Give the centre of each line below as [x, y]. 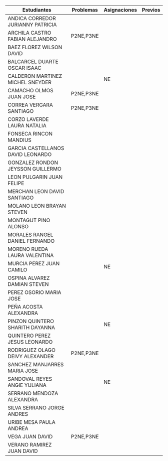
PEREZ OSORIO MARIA [34, 292]
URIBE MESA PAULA [32, 422]
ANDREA [18, 428]
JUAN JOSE [22, 97]
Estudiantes [37, 10]
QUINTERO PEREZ [29, 336]
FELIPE [16, 183]
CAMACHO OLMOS [30, 91]
